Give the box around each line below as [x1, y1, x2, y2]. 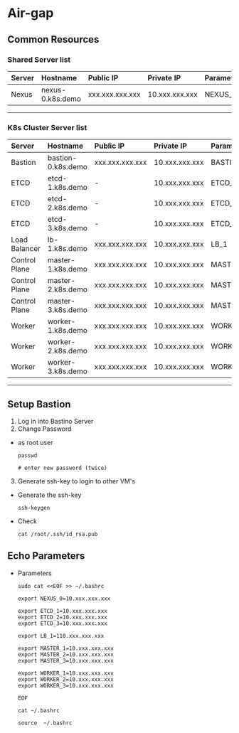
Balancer [11, 244, 41, 254]
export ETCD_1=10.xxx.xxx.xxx [17, 607, 108, 614]
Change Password [17, 424, 72, 433]
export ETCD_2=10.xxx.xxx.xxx [17, 614, 108, 621]
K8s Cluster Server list [7, 122, 87, 132]
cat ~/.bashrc [17, 707, 60, 714]
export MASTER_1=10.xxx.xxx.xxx [17, 645, 114, 652]
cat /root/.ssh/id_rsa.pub [17, 530, 98, 537]
